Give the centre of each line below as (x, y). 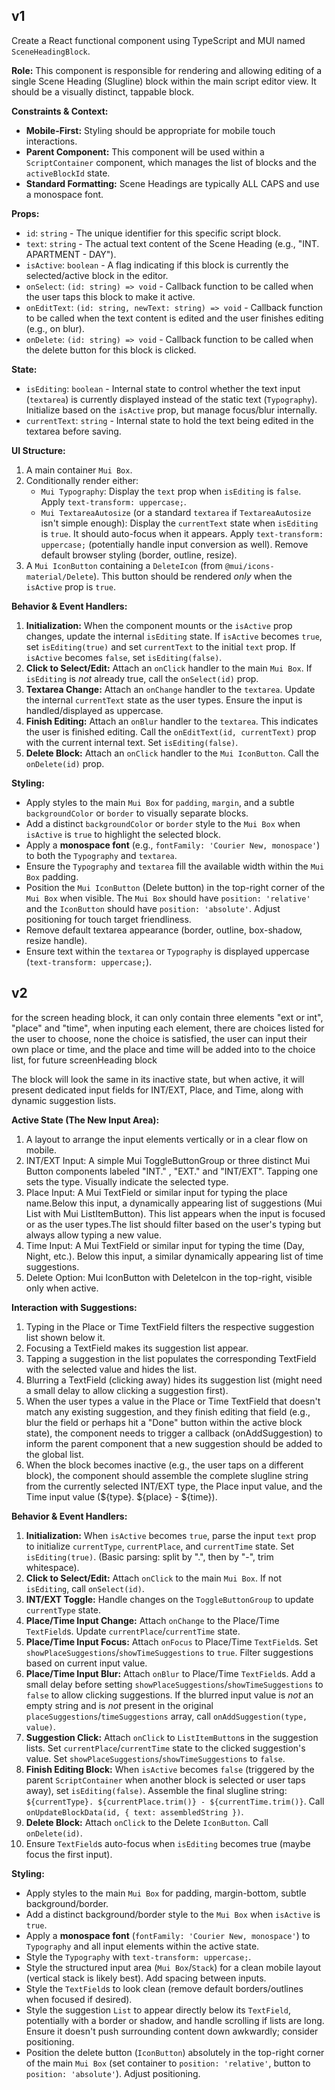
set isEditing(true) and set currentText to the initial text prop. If (160, 646)
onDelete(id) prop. (65, 763)
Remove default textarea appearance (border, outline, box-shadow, (164, 930)
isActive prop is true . (70, 586)
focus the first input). (69, 1854)
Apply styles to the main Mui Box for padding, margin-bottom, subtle (166, 1893)
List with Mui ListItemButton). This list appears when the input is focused (175, 1213)
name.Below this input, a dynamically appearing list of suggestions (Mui (174, 1203)
